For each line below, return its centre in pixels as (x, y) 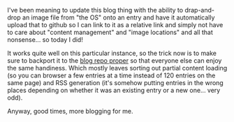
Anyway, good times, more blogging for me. (70, 111)
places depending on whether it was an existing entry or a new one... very (114, 90)
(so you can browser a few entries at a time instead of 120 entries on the (111, 75)
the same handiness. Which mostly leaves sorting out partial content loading (117, 68)
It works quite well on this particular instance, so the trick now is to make (112, 53)
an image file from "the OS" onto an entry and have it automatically (118, 17)
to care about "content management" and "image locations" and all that (110, 32)
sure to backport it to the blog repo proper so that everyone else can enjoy (115, 61)
